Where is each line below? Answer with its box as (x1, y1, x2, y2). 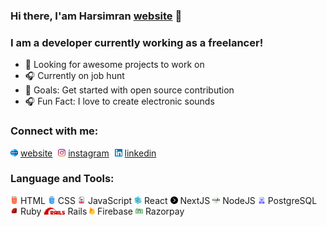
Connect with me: (10, 124, 99, 138)
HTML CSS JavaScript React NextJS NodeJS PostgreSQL (19, 194, 318, 206)
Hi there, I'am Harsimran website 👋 (10, 9, 183, 23)
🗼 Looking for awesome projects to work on (24, 59, 205, 71)
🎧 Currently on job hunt (24, 70, 125, 82)
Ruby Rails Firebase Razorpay (19, 205, 185, 217)
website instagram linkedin (19, 147, 157, 159)
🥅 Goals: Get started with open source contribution (24, 84, 235, 96)
